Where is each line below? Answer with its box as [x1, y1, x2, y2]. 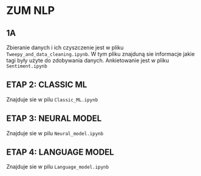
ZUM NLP [6, 4, 55, 18]
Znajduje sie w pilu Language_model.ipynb [6, 163, 109, 171]
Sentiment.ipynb [6, 63, 47, 69]
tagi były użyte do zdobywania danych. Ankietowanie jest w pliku [6, 57, 169, 64]
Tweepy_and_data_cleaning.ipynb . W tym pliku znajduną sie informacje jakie [6, 50, 196, 58]
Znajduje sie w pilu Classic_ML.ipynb [6, 95, 98, 103]
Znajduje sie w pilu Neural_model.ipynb [6, 129, 104, 137]
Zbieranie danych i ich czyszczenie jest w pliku [6, 44, 124, 51]
